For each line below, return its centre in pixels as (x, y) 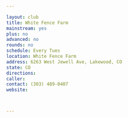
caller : (16, 79)
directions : (21, 73)
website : (17, 90)
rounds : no (20, 45)
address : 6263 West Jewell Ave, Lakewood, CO (64, 62)
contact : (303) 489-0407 (37, 84)
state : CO (19, 67)
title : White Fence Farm (37, 23)
